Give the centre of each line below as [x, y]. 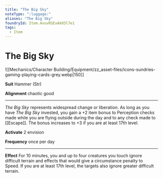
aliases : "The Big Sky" [29, 18]
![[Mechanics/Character [29, 69]
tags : [10, 28]
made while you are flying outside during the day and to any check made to [81, 117]
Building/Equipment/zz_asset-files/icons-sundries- [105, 69]
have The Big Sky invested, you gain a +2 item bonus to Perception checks [80, 113]
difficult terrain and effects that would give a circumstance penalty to [74, 161]
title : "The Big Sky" [27, 9]
